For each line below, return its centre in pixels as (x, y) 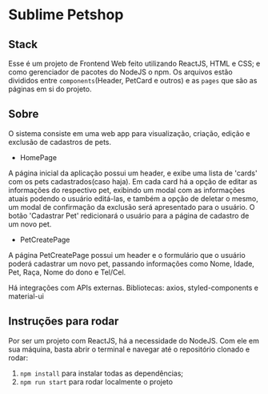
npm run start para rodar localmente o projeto (96, 381)
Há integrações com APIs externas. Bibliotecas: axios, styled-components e (133, 287)
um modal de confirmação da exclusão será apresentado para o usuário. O (132, 207)
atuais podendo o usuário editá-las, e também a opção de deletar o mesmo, (133, 199)
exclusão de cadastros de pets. (60, 142)
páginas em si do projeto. (50, 89)
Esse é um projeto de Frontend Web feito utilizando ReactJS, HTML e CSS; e (134, 63)
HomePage (38, 157)
